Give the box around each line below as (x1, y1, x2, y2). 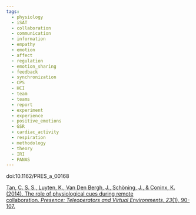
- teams (11, 96, 31, 102)
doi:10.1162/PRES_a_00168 (6, 173, 69, 180)
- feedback (11, 69, 38, 75)
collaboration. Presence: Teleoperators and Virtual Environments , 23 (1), (6, 197, 180, 204)
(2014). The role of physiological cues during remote (6, 190, 134, 197)
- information (11, 36, 46, 42)
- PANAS (11, 157, 31, 163)
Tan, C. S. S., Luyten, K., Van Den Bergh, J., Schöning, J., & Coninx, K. (6, 184, 175, 191)
